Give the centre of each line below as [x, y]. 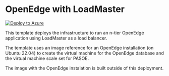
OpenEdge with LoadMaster [65, 9]
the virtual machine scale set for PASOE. [47, 58]
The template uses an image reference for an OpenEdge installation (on [79, 47]
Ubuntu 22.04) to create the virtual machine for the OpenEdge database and [84, 53]
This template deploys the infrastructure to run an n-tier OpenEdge [75, 32]
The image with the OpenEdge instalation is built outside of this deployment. [84, 68]
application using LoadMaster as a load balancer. [56, 38]
